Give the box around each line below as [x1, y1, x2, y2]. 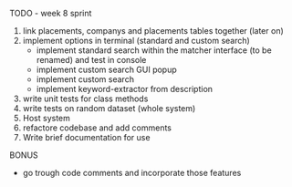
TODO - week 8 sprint [9, 8, 92, 18]
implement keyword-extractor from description [36, 84, 213, 94]
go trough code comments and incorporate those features [22, 168, 242, 178]
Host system [22, 113, 71, 123]
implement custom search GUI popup [36, 64, 178, 75]
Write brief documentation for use [22, 132, 151, 142]
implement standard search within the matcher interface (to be [36, 45, 272, 56]
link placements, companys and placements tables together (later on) [22, 26, 285, 36]
